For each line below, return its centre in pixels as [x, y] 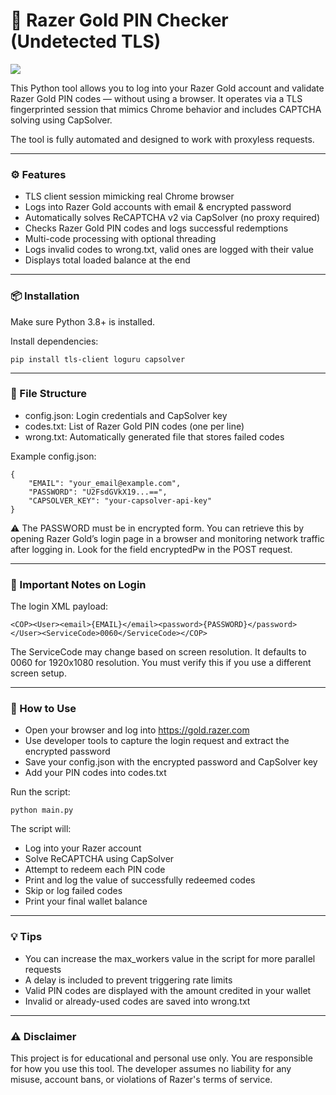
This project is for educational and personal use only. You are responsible [161, 1058]
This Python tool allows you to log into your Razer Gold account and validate [167, 88]
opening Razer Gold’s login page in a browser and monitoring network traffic [167, 538]
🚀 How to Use [43, 709]
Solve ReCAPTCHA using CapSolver [99, 859]
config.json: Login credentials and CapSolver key [126, 415]
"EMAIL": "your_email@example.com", [105, 483]
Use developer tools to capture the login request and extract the [157, 741]
